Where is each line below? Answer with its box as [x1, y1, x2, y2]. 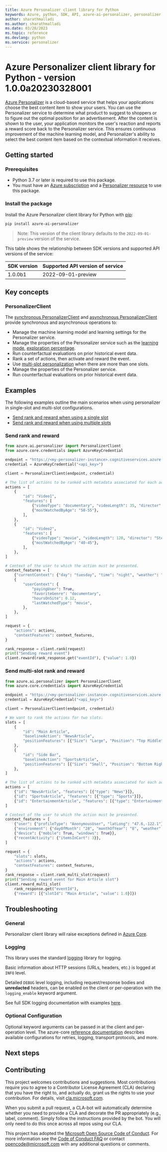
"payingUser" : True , [31, 586, 75, 591]
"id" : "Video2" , [23, 526, 57, 531]
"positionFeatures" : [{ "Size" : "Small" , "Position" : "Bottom [23, 762, 153, 767]
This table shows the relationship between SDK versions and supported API [5, 245, 160, 251]
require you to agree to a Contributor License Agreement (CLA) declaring [5, 1084, 155, 1090]
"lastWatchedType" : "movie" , [31, 600, 92, 605]
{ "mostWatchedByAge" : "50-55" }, [31, 508, 99, 513]
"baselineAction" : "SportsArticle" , [23, 757, 99, 762]
